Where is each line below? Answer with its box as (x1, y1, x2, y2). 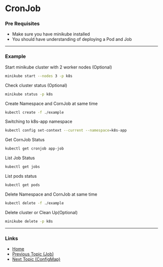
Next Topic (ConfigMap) (12, 256, 61, 262)
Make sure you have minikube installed (12, 31, 90, 37)
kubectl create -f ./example (5, 110, 64, 115)
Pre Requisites (5, 20, 40, 27)
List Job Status (5, 155, 35, 161)
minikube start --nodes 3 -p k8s (5, 73, 73, 78)
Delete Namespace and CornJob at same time (5, 191, 98, 197)
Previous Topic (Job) (12, 251, 54, 257)
